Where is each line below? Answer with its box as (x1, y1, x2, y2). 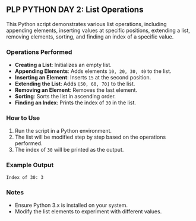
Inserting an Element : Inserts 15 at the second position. (14, 74, 151, 81)
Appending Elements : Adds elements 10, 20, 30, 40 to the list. (14, 68, 172, 75)
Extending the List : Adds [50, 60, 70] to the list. (14, 80, 135, 88)
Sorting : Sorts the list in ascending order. (14, 93, 116, 100)
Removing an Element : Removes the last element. (14, 87, 138, 94)
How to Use (6, 114, 40, 122)
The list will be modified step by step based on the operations (14, 133, 166, 141)
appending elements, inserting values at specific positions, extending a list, (6, 27, 190, 34)
